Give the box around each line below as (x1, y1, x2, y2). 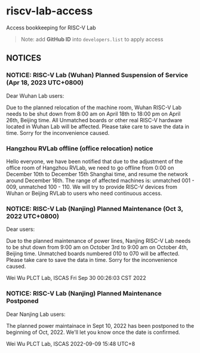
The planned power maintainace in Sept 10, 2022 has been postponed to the (6, 322, 195, 329)
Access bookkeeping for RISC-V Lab (6, 24, 97, 31)
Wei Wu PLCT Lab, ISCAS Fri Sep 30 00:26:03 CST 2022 (6, 274, 146, 282)
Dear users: (6, 226, 35, 233)
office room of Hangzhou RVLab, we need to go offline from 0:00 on (6, 164, 174, 171)
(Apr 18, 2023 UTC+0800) (6, 79, 84, 87)
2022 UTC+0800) (6, 212, 60, 220)
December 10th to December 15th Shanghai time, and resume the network (6, 170, 188, 177)
